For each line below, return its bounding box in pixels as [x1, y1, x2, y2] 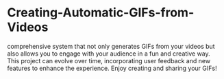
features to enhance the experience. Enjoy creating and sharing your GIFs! [7, 64, 217, 72]
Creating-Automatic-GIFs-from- [7, 5, 195, 21]
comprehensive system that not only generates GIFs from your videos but [7, 42, 215, 50]
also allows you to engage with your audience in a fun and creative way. [7, 49, 210, 58]
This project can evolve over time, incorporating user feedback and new [7, 56, 211, 65]
